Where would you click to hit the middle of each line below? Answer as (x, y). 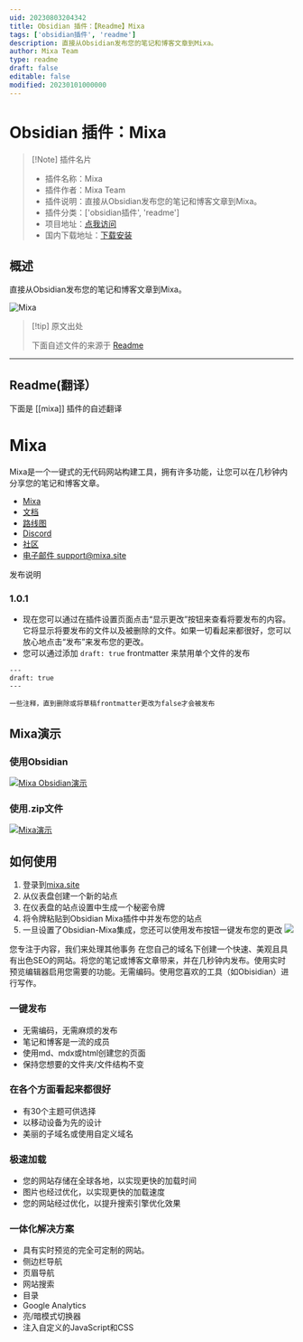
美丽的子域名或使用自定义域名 (78, 1133)
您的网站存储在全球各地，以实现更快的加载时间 (109, 1181)
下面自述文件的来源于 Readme (87, 345)
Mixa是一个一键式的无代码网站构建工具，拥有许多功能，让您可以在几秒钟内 (149, 472)
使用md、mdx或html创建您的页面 (84, 1053)
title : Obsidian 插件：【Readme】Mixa (77, 26)
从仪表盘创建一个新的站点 (70, 896)
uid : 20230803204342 (48, 18)
